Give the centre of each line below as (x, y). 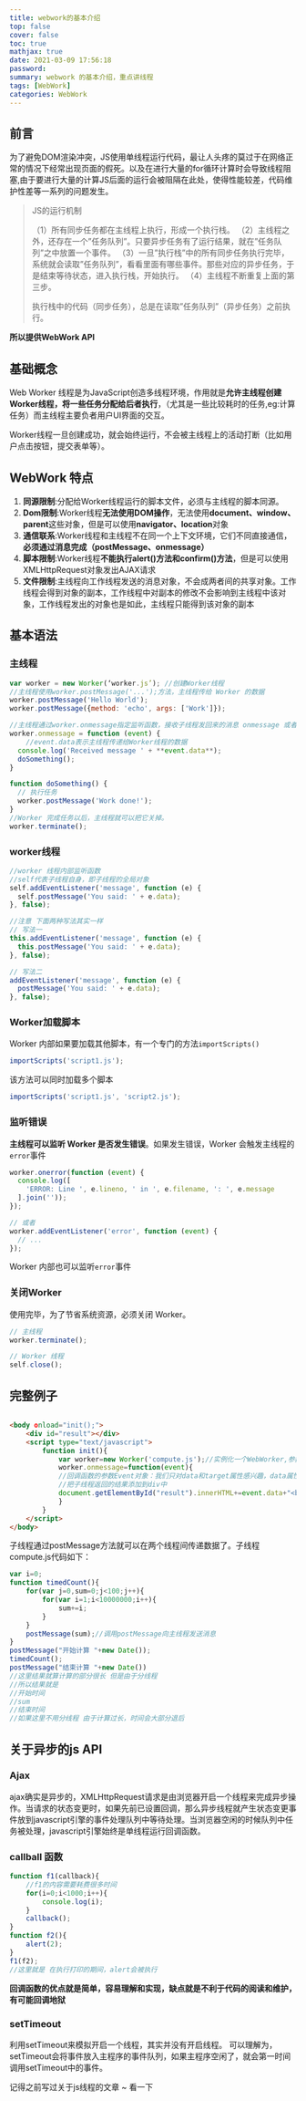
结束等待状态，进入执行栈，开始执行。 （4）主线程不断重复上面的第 (167, 276)
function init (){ (75, 1451)
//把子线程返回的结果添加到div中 (112, 1485)
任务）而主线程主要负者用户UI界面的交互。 (90, 415)
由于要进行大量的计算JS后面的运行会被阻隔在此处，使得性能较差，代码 (152, 180)
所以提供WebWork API (52, 338)
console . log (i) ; (73, 1902)
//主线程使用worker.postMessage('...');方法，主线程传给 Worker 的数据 (137, 692)
